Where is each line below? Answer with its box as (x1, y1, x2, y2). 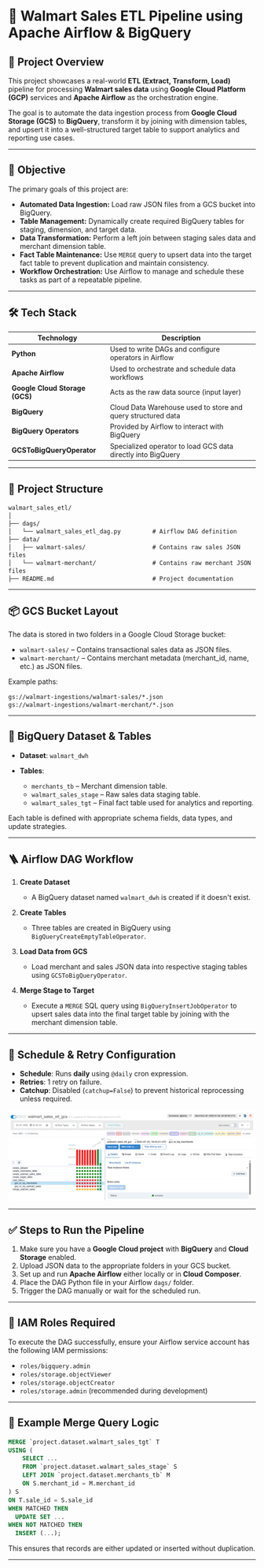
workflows (109, 372, 144, 381)
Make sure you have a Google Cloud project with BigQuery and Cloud (19, 1244, 249, 1254)
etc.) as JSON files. (19, 661, 82, 671)
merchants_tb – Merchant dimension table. (31, 781, 167, 790)
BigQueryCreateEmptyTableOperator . (31, 931, 147, 941)
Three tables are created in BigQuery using (31, 923, 171, 933)
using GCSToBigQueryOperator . (31, 971, 127, 980)
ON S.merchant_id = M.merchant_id (22, 1480, 135, 1488)
